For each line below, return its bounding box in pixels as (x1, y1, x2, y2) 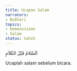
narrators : (5, 12, 29, 17)
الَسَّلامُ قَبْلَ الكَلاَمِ (5, 50, 37, 56)
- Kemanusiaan (5, 27, 36, 32)
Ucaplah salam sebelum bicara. (5, 60, 72, 66)
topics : (5, 21, 22, 27)
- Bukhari (5, 17, 27, 22)
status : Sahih (5, 36, 36, 41)
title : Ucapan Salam (5, 7, 50, 13)
